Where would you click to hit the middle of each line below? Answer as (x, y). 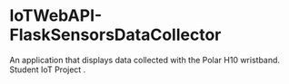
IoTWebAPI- (56, 16)
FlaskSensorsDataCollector (115, 35)
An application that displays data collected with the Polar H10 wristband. (144, 60)
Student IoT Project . (48, 70)
